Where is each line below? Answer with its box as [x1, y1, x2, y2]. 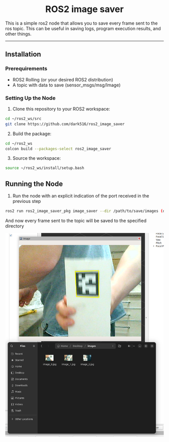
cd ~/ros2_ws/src [5, 116, 42, 121]
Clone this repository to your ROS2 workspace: [12, 105, 111, 112]
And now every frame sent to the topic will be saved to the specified [5, 217, 147, 224]
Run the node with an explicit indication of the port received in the [12, 193, 149, 199]
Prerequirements [5, 65, 48, 72]
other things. [5, 31, 32, 37]
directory [5, 223, 24, 229]
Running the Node [5, 179, 63, 188]
